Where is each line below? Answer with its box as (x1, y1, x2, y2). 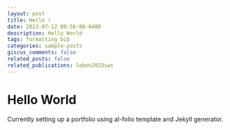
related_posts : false (7, 56, 70, 63)
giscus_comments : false (7, 49, 77, 56)
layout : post (7, 10, 45, 17)
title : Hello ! (7, 17, 52, 24)
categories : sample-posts (7, 42, 82, 49)
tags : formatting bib (7, 36, 70, 43)
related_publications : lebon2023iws (7, 62, 114, 69)
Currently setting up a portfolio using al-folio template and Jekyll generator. (7, 115, 224, 123)
